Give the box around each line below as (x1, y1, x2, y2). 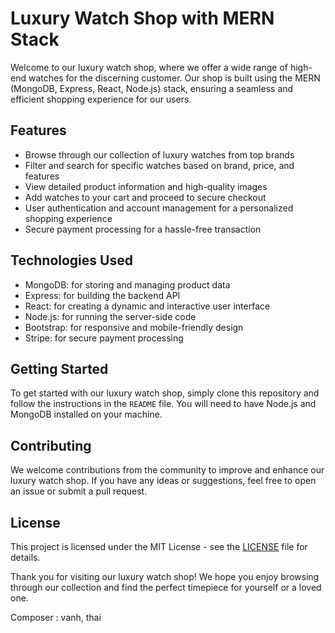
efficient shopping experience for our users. (10, 93, 192, 105)
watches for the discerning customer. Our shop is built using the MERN (28, 72, 321, 84)
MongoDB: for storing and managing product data (24, 278, 231, 291)
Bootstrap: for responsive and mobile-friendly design (24, 321, 244, 333)
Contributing (10, 437, 92, 454)
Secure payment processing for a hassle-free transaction (24, 223, 262, 235)
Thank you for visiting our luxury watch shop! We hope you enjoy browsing (10, 571, 320, 582)
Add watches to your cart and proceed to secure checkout (24, 191, 267, 203)
